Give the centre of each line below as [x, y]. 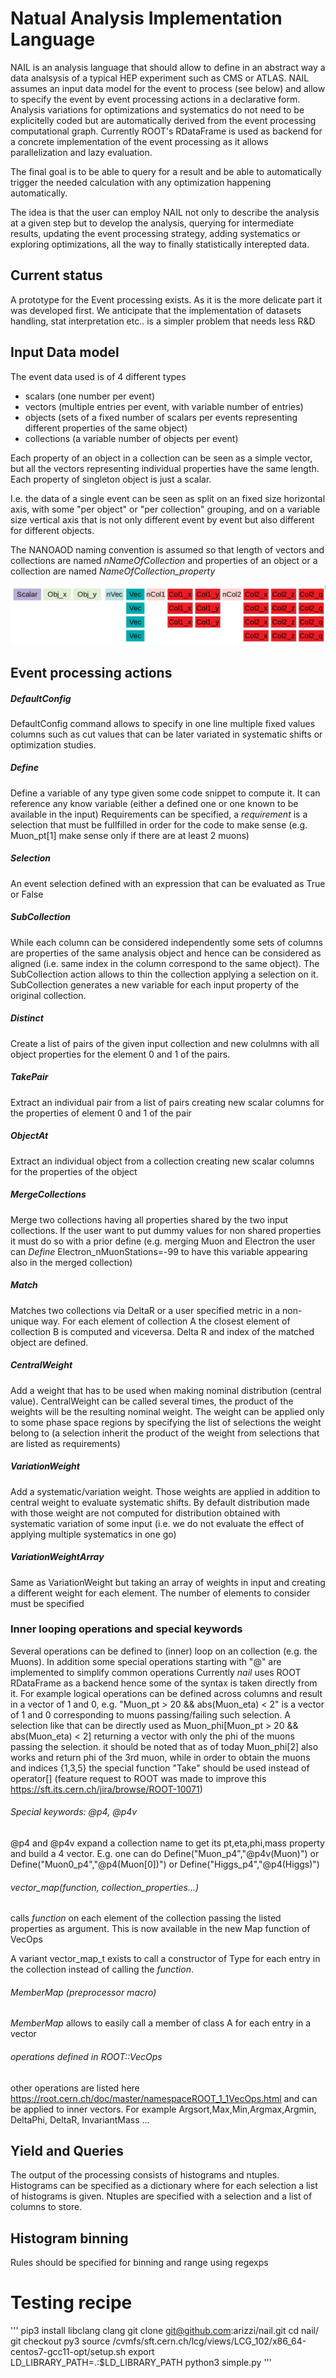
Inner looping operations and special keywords [126, 1629]
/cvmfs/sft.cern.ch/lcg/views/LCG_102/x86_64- [209, 2341]
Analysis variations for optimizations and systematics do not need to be [157, 109]
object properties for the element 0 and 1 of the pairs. [120, 1054]
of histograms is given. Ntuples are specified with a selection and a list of [161, 2196]
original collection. [48, 995]
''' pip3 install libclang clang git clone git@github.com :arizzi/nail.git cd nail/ [164, 2331]
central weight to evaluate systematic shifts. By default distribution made [160, 1502]
